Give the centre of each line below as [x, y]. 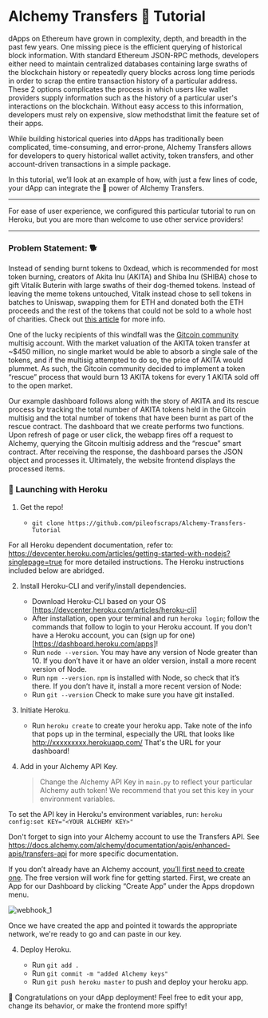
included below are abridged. [57, 570]
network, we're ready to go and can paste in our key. [95, 933]
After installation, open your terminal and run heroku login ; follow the [146, 618]
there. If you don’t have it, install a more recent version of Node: [136, 686]
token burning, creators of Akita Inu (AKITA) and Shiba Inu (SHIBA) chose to [133, 277]
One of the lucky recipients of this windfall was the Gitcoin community [124, 335]
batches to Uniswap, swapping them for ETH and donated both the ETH [126, 302]
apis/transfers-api [38, 854]
